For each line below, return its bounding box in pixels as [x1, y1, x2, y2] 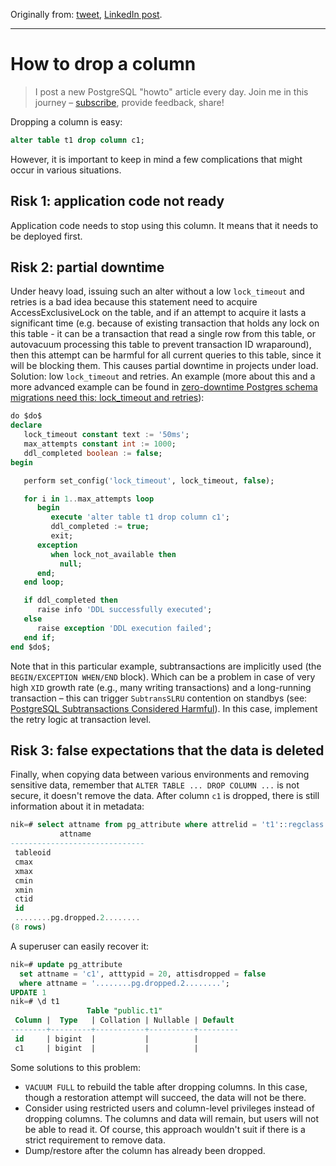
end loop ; [23, 577, 65, 588]
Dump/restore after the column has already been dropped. [24, 1144, 266, 1156]
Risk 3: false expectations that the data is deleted [10, 742, 325, 759]
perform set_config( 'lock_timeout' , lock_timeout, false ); [23, 475, 275, 486]
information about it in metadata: [10, 800, 145, 813]
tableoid [14, 848, 52, 858]
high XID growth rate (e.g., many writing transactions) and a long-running [10, 681, 312, 693]
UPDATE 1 [10, 987, 47, 998]
